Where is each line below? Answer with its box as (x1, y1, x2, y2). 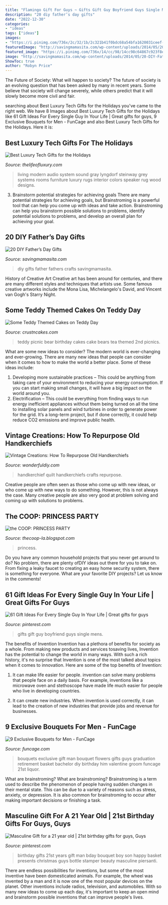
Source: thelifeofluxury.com (5, 162, 62, 168)
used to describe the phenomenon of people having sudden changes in (5, 781, 152, 787)
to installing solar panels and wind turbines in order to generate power (12, 406, 157, 412)
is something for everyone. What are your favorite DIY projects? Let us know (5, 570, 162, 577)
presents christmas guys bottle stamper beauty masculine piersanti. (17, 857, 157, 863)
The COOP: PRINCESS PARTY (5, 512, 99, 521)
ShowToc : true (5, 59, 35, 64)
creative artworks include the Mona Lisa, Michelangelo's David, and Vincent (5, 286, 162, 292)
